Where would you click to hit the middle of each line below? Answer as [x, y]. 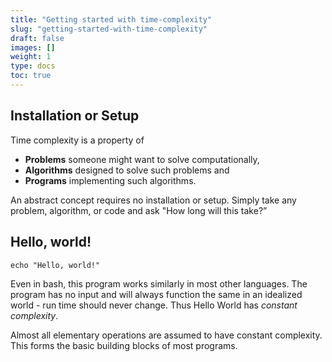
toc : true [31, 76]
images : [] [33, 47]
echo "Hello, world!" [55, 265]
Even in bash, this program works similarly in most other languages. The [159, 283]
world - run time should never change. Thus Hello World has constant [154, 305]
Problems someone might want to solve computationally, [142, 159]
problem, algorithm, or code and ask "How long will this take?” [139, 210]
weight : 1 [31, 57]
